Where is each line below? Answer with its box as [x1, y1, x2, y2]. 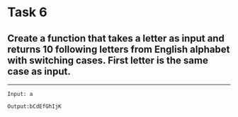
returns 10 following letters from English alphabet [7, 43, 230, 55]
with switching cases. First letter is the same [7, 54, 209, 66]
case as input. [7, 65, 71, 78]
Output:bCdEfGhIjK [7, 103, 62, 110]
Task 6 [7, 4, 47, 20]
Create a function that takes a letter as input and [7, 32, 225, 44]
